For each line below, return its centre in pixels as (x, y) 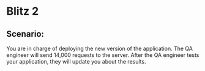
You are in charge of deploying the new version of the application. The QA (99, 48)
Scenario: (25, 34)
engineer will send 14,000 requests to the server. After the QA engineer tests (103, 55)
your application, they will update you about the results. (76, 62)
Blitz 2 (23, 11)
